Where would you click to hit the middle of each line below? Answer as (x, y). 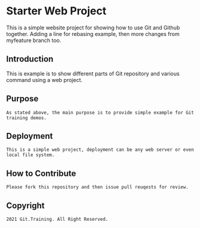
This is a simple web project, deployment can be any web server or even (100, 150)
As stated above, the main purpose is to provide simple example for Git (100, 113)
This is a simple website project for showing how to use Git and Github (93, 28)
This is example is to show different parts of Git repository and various (93, 74)
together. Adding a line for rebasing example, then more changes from (93, 34)
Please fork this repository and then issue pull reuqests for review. (97, 187)
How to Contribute (41, 173)
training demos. (26, 118)
